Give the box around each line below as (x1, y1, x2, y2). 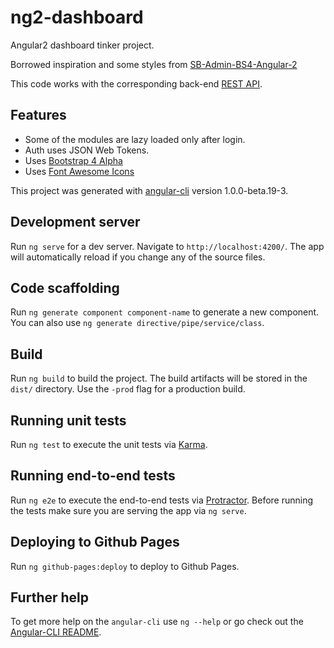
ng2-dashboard (10, 6, 144, 29)
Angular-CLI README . (10, 626, 102, 638)
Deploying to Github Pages (10, 534, 180, 551)
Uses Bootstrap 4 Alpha (24, 154, 123, 166)
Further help (10, 589, 90, 606)
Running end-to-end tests (10, 467, 176, 485)
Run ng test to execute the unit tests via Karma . (10, 439, 208, 450)
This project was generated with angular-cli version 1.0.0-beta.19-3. (10, 184, 289, 196)
